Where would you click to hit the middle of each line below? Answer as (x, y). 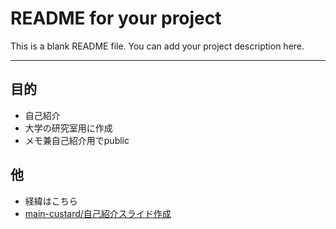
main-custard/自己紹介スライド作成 (98, 213)
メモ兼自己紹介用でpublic (77, 140)
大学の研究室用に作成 (68, 128)
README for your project (116, 18)
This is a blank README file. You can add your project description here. (157, 46)
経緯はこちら (51, 201)
